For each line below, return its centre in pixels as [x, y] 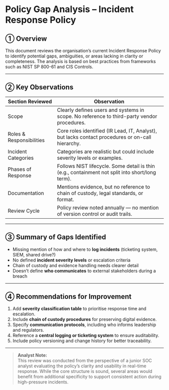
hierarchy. [69, 143]
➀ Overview [26, 39]
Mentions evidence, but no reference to [104, 186]
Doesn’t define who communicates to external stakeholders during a [84, 271]
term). [64, 178]
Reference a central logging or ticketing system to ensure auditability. [86, 336]
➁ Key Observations [39, 87]
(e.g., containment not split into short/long [107, 172]
